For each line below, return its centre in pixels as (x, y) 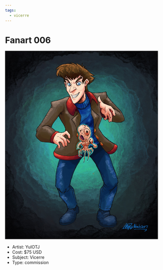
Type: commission (30, 262)
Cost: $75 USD (27, 252)
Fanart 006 (28, 40)
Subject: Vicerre (28, 257)
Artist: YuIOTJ (26, 247)
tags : (10, 10)
